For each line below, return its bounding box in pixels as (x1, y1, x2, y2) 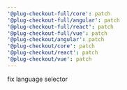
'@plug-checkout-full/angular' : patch (7, 17, 120, 24)
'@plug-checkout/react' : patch (7, 50, 98, 57)
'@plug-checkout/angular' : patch (7, 36, 105, 43)
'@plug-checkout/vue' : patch (7, 56, 92, 63)
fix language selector (7, 75, 68, 83)
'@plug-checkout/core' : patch (7, 43, 96, 50)
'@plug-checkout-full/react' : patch (7, 23, 114, 30)
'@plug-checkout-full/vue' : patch (7, 29, 108, 37)
